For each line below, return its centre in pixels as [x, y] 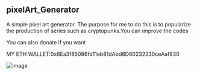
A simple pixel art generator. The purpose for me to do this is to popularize [99, 24]
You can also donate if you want [46, 42]
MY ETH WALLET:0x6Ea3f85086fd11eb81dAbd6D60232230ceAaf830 [93, 54]
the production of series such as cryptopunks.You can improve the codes [97, 31]
